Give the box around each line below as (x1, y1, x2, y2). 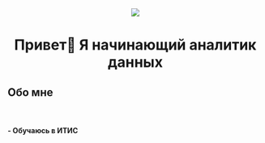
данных (107, 53, 164, 71)
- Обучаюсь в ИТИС (7, 125, 79, 135)
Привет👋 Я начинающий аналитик (14, 36, 257, 54)
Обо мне (7, 85, 53, 99)
